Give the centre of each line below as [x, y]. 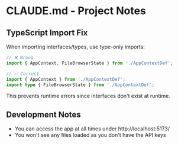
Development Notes [43, 114]
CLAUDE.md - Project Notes [76, 11]
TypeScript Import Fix [47, 33]
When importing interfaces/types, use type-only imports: [75, 47]
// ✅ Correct [23, 74]
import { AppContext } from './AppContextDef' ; [66, 79]
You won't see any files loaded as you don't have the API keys [90, 135]
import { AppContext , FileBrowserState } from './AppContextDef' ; [90, 63]
